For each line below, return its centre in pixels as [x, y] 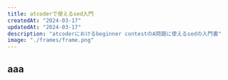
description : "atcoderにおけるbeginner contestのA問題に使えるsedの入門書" [114, 34]
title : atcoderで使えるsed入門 [51, 14]
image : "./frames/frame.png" [51, 40]
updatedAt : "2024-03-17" [44, 27]
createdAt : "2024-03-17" [44, 21]
